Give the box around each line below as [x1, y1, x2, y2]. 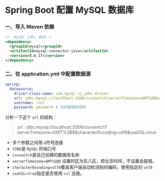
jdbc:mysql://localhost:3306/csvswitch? [26, 124, 107, 130]
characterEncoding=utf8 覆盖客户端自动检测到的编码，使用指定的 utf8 [12, 164, 153, 170]
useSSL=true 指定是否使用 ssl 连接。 [12, 171, 84, 177]
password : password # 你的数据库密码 [14, 105, 86, 110]
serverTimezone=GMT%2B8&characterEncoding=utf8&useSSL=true [17, 129, 156, 136]
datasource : [9, 86, 34, 91]
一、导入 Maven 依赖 [5, 23, 55, 30]
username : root [14, 100, 45, 105]
